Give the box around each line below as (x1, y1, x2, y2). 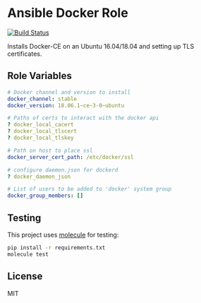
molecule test (7, 251, 49, 258)
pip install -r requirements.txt (7, 244, 106, 251)
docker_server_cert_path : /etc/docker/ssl (7, 153, 134, 160)
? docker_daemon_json (7, 173, 71, 180)
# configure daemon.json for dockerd (7, 166, 118, 174)
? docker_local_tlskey (7, 134, 74, 141)
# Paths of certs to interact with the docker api (7, 114, 159, 121)
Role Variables (7, 70, 72, 82)
